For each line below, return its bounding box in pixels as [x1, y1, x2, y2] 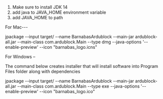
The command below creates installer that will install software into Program [5, 64, 159, 69]
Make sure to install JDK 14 [12, 4, 68, 10]
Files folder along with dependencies [5, 68, 81, 74]
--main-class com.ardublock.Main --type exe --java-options [17, 83, 140, 89]
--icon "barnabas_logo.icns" [39, 44, 97, 50]
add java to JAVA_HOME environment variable [12, 9, 106, 15]
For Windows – [5, 54, 36, 60]
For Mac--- [5, 24, 28, 30]
